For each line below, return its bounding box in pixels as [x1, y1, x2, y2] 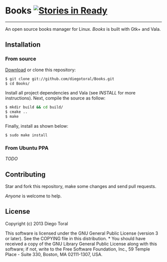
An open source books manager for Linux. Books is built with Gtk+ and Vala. [5, 26, 161, 32]
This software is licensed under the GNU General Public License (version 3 [5, 230, 158, 236]
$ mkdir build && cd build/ [5, 105, 64, 110]
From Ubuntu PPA [5, 144, 49, 151]
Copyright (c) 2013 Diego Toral [5, 220, 68, 226]
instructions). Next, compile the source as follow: [5, 95, 106, 101]
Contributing [5, 170, 46, 178]
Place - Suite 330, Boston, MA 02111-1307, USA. [5, 251, 103, 257]
